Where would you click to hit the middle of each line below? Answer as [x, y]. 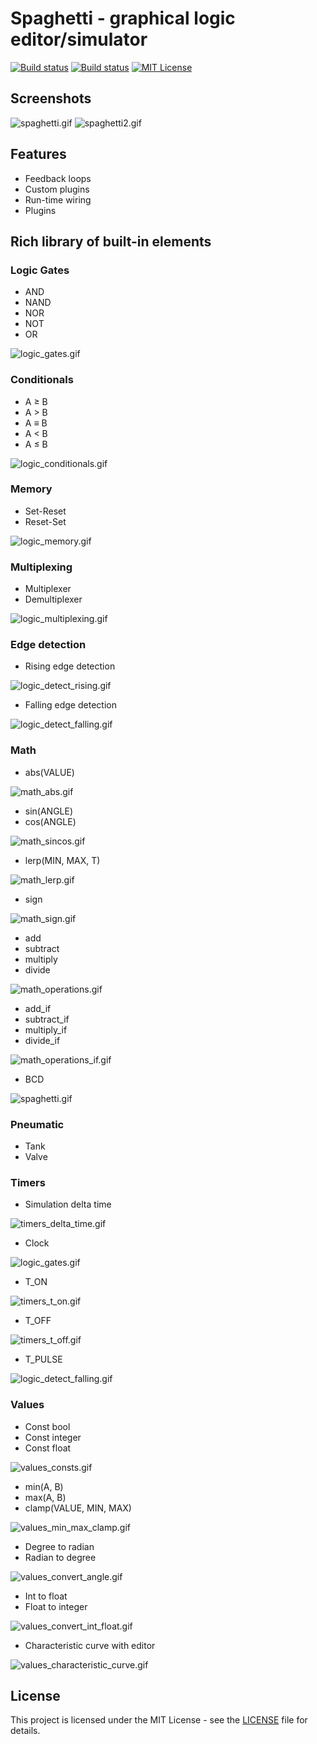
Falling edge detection [70, 705]
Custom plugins [57, 189]
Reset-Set [45, 521]
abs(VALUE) [49, 772]
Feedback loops [58, 178]
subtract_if [47, 1019]
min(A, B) [44, 1486]
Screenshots [51, 98]
